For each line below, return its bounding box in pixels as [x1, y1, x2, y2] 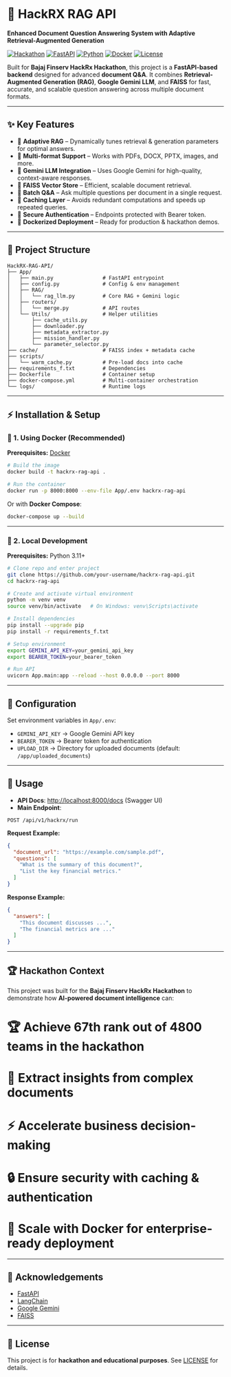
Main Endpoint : [16, 803, 62, 812]
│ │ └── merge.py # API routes [7, 305, 140, 312]
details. [7, 1364, 28, 1372]
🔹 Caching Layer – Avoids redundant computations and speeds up [16, 196, 206, 204]
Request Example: [7, 828, 60, 837]
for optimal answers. [16, 144, 76, 152]
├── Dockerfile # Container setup [7, 371, 155, 378]
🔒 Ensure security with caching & [7, 1170, 199, 1185]
